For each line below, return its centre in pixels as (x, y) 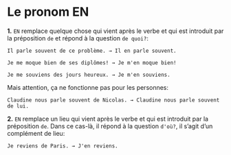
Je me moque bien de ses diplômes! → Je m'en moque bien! (92, 62)
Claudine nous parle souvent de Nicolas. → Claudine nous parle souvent (113, 100)
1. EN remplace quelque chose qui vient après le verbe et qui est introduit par (115, 31)
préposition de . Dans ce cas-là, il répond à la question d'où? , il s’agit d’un (110, 126)
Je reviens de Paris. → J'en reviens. (63, 146)
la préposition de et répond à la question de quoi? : (78, 38)
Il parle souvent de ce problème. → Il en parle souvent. (92, 51)
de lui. (18, 106)
